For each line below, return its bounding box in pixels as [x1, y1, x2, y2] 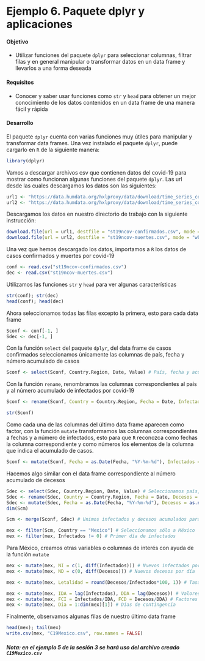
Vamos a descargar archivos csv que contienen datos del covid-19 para [6, 168, 187, 176]
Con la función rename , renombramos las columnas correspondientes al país [6, 380, 197, 388]
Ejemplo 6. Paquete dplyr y [6, 4, 145, 18]
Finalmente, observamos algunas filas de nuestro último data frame [6, 613, 176, 620]
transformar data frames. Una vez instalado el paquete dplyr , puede [6, 139, 178, 146]
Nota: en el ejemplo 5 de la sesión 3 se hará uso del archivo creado [6, 643, 180, 651]
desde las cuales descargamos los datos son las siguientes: [6, 182, 157, 189]
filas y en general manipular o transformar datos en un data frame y [15, 58, 185, 66]
